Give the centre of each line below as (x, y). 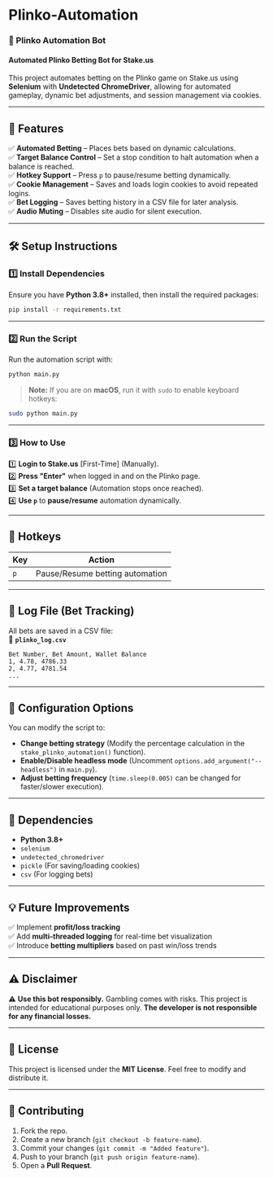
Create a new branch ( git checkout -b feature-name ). (111, 1139)
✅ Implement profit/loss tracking (64, 927)
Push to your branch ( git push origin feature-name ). (110, 1156)
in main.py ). (78, 769)
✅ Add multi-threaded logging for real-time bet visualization (110, 936)
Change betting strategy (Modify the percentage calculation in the (132, 744)
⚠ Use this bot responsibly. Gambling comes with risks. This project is (128, 999)
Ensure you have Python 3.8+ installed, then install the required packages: (134, 294)
